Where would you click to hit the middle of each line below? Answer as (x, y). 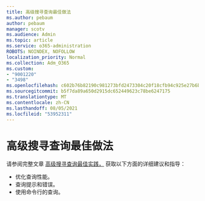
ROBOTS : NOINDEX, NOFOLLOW (41, 52)
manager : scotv (26, 29)
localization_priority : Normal (46, 57)
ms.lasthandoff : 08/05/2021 (42, 108)
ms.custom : (20, 69)
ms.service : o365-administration (49, 46)
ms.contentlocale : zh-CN (38, 102)
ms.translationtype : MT (37, 97)
